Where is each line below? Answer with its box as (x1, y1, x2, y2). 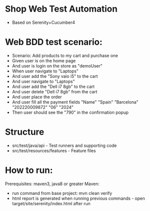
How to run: (5, 165, 53, 176)
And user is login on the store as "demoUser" (12, 63, 103, 69)
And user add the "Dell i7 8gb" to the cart (12, 84, 95, 89)
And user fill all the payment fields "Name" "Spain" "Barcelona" (12, 99, 139, 105)
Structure (5, 126, 45, 138)
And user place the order (12, 94, 62, 100)
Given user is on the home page (12, 57, 76, 64)
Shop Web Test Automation (5, 3, 118, 15)
